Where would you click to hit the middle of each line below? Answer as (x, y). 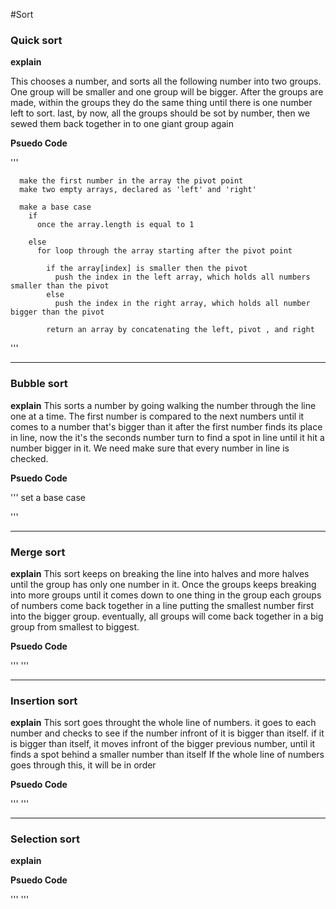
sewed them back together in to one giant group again (122, 124)
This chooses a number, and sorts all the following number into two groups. (166, 81)
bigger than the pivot (57, 312)
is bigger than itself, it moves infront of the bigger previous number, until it (163, 744)
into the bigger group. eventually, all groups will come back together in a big (167, 616)
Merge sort (38, 552)
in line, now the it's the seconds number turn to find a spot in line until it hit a (167, 437)
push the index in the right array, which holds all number (182, 304)
